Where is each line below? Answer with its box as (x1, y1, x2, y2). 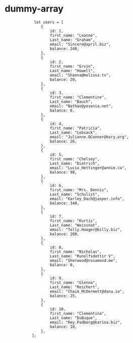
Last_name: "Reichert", (49, 284, 100, 290)
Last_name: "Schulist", (49, 192, 100, 197)
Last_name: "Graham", (49, 37, 95, 42)
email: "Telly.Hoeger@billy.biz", (49, 227, 122, 232)
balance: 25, (49, 293, 78, 298)
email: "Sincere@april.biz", (49, 41, 111, 47)
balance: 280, (49, 232, 80, 237)
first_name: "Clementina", (49, 311, 107, 316)
